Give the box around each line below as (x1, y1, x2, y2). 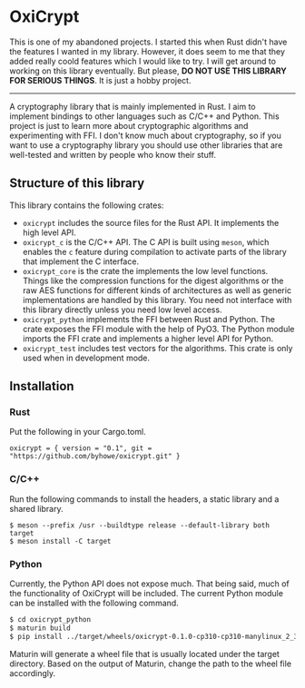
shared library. (9, 503, 64, 514)
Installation (9, 378, 74, 394)
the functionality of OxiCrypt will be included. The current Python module (9, 588, 284, 599)
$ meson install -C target (9, 536, 112, 545)
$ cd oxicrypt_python (9, 615, 92, 624)
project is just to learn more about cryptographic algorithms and (9, 120, 249, 131)
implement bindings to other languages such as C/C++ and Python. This (9, 111, 280, 122)
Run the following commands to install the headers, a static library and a (9, 493, 280, 505)
